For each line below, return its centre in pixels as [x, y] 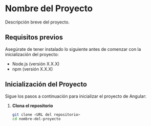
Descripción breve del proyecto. [37, 22]
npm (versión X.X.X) [32, 69]
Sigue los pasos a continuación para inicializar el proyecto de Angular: [76, 96]
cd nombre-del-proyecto [36, 119]
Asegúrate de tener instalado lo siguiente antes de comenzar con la [73, 49]
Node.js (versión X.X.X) [36, 63]
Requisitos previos [34, 37]
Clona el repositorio [32, 105]
